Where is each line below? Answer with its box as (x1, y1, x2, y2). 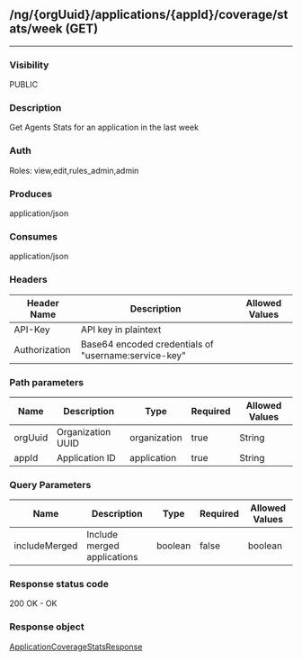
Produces (9, 187, 52, 200)
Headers (9, 274, 48, 286)
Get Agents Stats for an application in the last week (9, 122, 200, 133)
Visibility (9, 59, 49, 71)
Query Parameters (9, 478, 92, 491)
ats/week (9, 22, 63, 37)
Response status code (9, 578, 110, 591)
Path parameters (9, 376, 84, 388)
